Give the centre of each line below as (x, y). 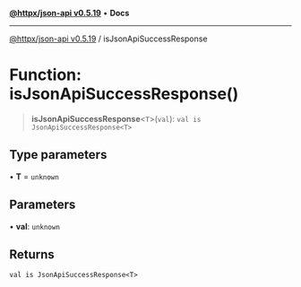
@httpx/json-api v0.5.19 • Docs (69, 13)
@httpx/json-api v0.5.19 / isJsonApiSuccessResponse (108, 39)
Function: (46, 75)
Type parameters (58, 155)
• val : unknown (35, 226)
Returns (32, 254)
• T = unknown (34, 176)
